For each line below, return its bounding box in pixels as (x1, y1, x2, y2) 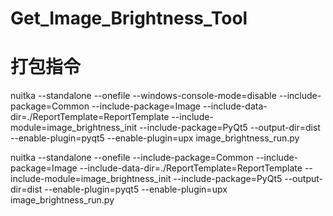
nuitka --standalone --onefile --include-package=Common (10, 152, 254, 164)
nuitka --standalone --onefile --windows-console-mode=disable (10, 90, 277, 102)
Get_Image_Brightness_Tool (10, 7, 248, 30)
